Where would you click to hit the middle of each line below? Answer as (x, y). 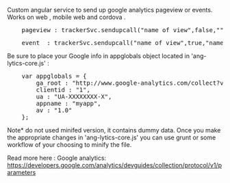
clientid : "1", (63, 90)
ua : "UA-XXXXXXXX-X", (74, 97)
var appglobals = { (54, 76)
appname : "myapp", (68, 103)
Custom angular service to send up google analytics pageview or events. (110, 10)
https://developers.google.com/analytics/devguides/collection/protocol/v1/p (115, 165)
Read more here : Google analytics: (57, 158)
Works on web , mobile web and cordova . (66, 17)
